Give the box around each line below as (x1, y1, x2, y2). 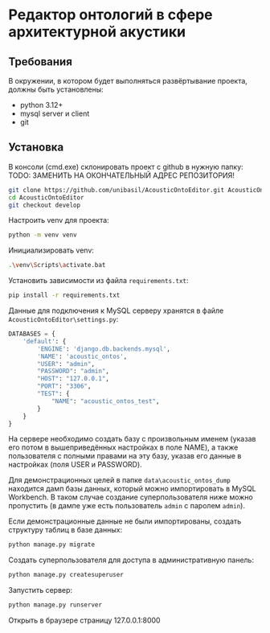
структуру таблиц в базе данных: (8, 525, 123, 535)
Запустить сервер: (8, 586, 73, 595)
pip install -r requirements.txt (8, 291, 121, 299)
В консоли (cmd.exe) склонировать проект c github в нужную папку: (8, 162, 243, 171)
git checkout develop (8, 201, 81, 209)
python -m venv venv (8, 231, 78, 239)
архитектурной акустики (8, 23, 186, 41)
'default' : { (22, 337, 67, 345)
